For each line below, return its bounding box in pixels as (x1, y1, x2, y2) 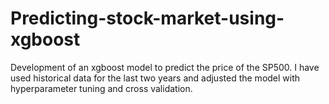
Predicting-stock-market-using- (10, 7, 285, 30)
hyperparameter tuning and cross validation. (10, 82, 193, 94)
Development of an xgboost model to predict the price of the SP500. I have (10, 61, 320, 73)
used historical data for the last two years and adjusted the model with (10, 72, 301, 84)
